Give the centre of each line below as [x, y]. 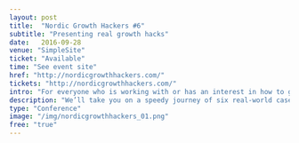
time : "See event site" [53, 68]
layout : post [33, 17]
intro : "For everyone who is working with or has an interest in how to [147, 91]
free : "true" [33, 125]
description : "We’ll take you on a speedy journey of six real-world [141, 100]
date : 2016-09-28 [45, 42]
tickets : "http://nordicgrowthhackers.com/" [93, 83]
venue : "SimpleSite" [48, 51]
